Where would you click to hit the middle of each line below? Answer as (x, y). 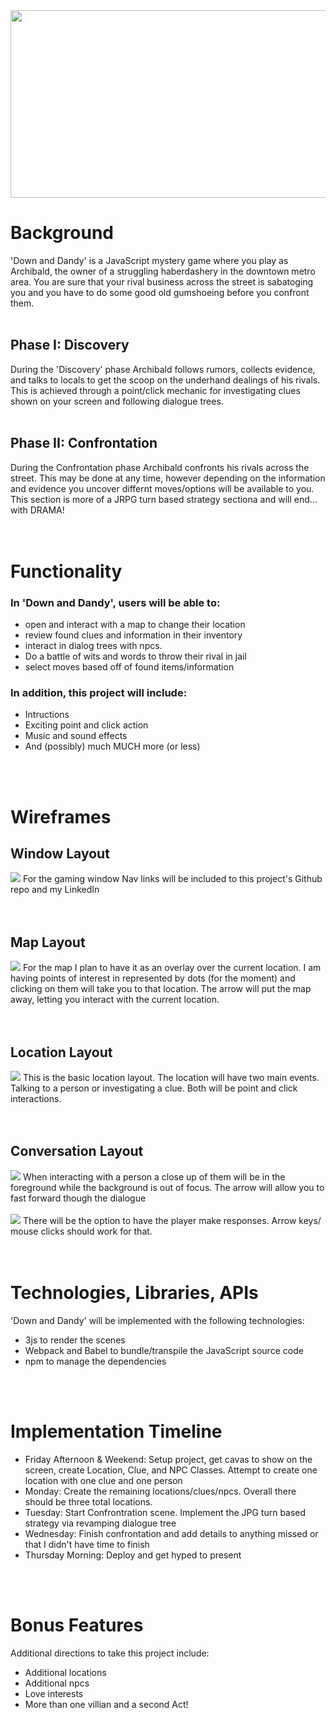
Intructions (47, 715)
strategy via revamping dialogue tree (100, 1523)
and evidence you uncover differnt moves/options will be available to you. (162, 488)
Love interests (54, 1693)
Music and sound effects (76, 736)
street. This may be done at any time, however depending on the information (168, 478)
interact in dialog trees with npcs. (93, 646)
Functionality (66, 571)
